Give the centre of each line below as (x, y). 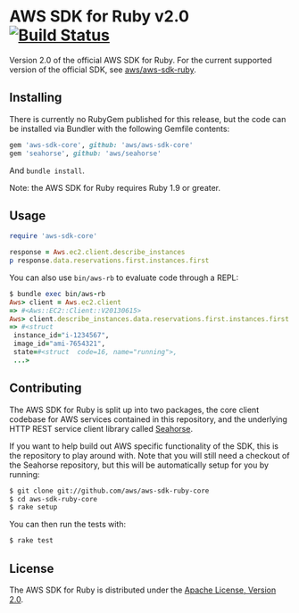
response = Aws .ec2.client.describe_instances (97, 253)
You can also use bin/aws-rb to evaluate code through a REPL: (124, 278)
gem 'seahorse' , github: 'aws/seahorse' (86, 153)
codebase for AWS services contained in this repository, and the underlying (149, 419)
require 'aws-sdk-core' (54, 236)
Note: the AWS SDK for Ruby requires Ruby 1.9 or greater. (115, 187)
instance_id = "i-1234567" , (61, 335)
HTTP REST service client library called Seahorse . (101, 428)
